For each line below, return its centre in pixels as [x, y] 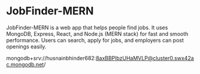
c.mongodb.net [25, 64]
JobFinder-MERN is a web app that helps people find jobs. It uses [87, 27]
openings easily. [26, 47]
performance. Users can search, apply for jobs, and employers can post [95, 40]
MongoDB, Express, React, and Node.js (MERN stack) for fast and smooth [97, 33]
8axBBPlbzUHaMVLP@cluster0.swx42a [145, 58]
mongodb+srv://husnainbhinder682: [51, 58]
